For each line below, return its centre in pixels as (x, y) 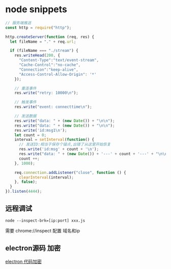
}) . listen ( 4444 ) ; (24, 192)
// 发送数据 (25, 116)
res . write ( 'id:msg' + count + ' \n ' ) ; (59, 149)
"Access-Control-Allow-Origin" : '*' (58, 74)
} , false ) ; (26, 182)
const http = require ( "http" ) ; (38, 27)
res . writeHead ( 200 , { (37, 55)
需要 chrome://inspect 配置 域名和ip (43, 230)
